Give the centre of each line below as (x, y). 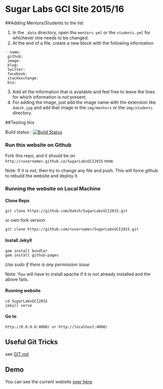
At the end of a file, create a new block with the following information (83, 43)
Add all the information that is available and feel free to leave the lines (83, 92)
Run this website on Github (38, 145)
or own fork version (25, 220)
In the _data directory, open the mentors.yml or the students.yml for (81, 32)
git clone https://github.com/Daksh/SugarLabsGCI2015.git (66, 211)
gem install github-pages (32, 255)
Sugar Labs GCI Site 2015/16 (65, 9)
